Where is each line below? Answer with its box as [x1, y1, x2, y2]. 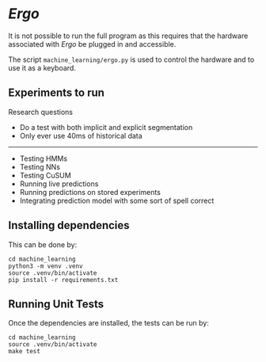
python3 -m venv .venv [8, 262, 83, 270]
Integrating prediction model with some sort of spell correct [19, 196, 215, 205]
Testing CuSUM [19, 170, 71, 180]
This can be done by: [8, 239, 78, 250]
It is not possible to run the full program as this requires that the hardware [8, 31, 249, 40]
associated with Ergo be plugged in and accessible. [8, 39, 177, 48]
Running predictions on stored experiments [19, 187, 161, 196]
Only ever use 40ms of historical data [19, 131, 142, 140]
